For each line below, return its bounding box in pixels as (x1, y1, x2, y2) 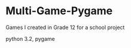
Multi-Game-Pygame (5, 4, 113, 18)
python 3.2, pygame (5, 35, 55, 42)
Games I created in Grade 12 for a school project (5, 24, 125, 31)
